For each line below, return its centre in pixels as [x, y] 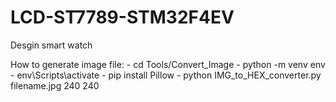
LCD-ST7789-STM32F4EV [122, 17]
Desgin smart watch [51, 45]
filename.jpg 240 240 [55, 85]
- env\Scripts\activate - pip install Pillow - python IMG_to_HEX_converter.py [166, 75]
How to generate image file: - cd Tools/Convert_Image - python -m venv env [168, 64]
